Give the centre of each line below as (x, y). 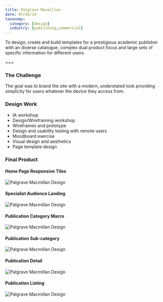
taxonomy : (15, 19)
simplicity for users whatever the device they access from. (65, 91)
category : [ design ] (30, 24)
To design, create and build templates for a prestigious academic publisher (81, 42)
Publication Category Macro (35, 216)
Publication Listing (25, 283)
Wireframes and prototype (39, 125)
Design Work (21, 104)
